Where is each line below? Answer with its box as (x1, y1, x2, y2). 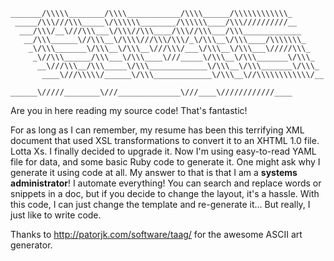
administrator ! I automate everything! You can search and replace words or (10, 177, 322, 189)
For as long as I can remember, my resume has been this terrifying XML (10, 124, 305, 136)
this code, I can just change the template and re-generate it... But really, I (10, 199, 311, 210)
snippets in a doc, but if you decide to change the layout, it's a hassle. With (10, 188, 320, 199)
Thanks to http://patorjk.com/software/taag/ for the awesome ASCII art (10, 229, 303, 240)
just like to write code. (10, 209, 102, 221)
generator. (10, 239, 53, 251)
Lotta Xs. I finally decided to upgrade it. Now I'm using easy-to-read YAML (10, 145, 317, 157)
